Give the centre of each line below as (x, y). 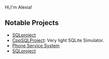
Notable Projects (32, 23)
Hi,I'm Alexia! (19, 7)
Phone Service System (36, 45)
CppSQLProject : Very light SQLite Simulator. (58, 40)
